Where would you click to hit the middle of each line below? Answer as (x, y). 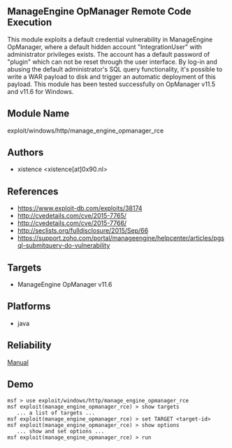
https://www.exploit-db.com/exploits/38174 (80, 208)
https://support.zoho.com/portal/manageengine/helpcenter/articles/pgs (121, 238)
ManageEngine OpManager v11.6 (65, 285)
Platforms (29, 307)
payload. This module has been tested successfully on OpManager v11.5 (111, 84)
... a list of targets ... (56, 413)
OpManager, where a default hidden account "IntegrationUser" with (105, 47)
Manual (18, 362)
